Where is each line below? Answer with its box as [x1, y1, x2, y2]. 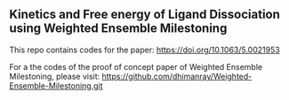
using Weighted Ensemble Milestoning [9, 21, 228, 36]
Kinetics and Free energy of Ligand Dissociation [9, 7, 280, 22]
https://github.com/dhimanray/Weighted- [101, 71, 253, 81]
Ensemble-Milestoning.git [9, 80, 103, 91]
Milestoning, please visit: [9, 71, 100, 81]
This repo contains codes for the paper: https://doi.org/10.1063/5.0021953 [9, 44, 280, 55]
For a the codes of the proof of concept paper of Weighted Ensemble [9, 61, 263, 72]
